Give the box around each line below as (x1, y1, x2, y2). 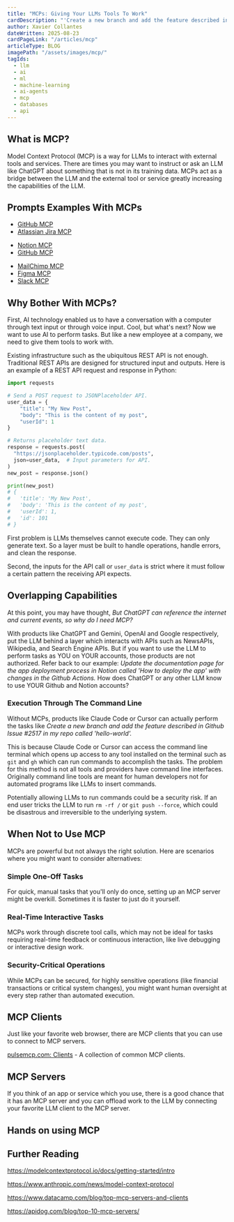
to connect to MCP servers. (7, 1037, 86, 1046)
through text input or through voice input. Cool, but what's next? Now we (7, 323, 217, 331)
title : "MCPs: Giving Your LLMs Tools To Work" (7, 10, 148, 17)
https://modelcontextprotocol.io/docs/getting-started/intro (7, 1166, 175, 1175)
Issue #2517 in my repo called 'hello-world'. (7, 729, 132, 737)
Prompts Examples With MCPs (7, 202, 143, 213)
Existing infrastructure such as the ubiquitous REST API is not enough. (7, 352, 209, 360)
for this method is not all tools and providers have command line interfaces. (7, 764, 224, 773)
